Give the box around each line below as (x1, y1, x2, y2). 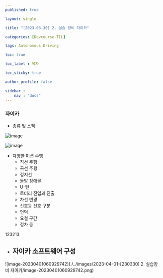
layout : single (5, 16, 37, 21)
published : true (5, 7, 39, 12)
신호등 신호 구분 (19, 203, 51, 209)
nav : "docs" (14, 93, 41, 98)
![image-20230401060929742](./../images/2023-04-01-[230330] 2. (5, 261, 145, 267)
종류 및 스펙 (12, 123, 36, 129)
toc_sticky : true (5, 70, 41, 75)
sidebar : (5, 88, 26, 93)
